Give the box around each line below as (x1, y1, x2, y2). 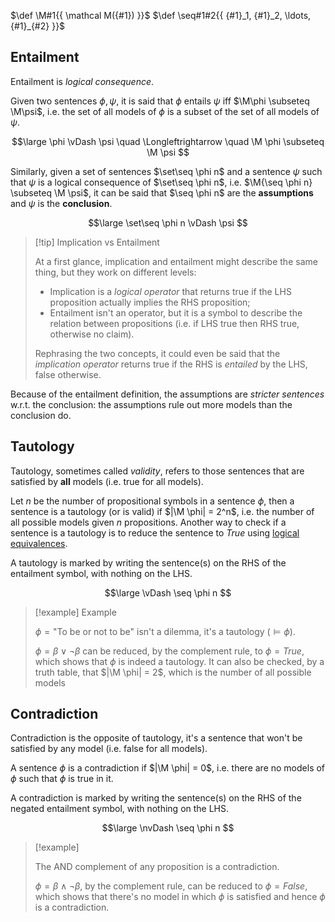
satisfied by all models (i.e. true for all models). (10, 475, 204, 487)
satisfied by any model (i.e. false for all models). (10, 743, 208, 755)
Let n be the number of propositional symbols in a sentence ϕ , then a (10, 495, 295, 507)
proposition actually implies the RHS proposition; (49, 296, 251, 308)
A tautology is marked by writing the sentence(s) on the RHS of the (10, 556, 287, 569)
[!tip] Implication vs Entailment (34, 236, 160, 248)
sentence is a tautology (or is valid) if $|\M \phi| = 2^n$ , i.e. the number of (10, 505, 315, 517)
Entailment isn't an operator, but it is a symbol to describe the (49, 306, 303, 319)
